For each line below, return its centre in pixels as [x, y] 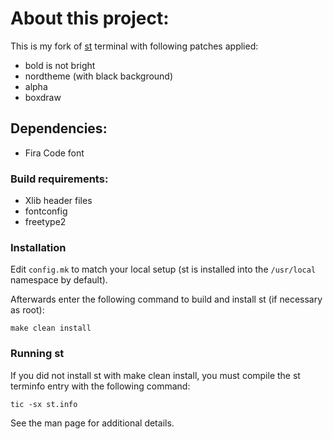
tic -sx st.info [44, 404]
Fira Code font [54, 153]
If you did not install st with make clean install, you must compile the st [155, 375]
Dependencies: [59, 128]
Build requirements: [59, 179]
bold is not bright [60, 65]
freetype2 [45, 222]
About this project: [90, 18]
